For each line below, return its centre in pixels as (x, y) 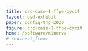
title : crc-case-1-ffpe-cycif (43, 11)
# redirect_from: (27, 39)
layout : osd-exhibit (31, 17)
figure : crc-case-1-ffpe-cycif (44, 28)
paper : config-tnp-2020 (35, 22)
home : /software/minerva (36, 33)
